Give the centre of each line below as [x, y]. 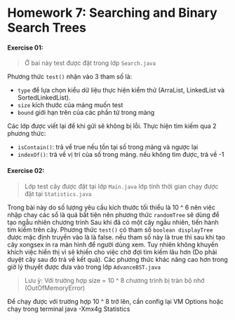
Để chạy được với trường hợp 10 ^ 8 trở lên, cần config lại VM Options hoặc [115, 301]
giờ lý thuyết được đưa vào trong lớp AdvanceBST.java [84, 267]
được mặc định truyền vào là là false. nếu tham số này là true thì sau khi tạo [116, 237]
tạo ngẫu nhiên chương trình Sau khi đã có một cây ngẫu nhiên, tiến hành [113, 222]
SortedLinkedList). [44, 98]
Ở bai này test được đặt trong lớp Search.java [90, 63]
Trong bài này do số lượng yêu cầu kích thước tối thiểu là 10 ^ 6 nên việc [111, 207]
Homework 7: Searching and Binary [112, 13]
